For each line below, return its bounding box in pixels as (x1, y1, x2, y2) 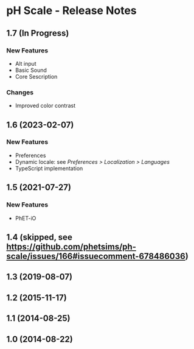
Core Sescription (15, 72, 58, 80)
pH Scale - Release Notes (6, 4, 137, 18)
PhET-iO (15, 214, 36, 222)
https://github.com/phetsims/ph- (6, 241, 137, 252)
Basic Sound (15, 66, 47, 74)
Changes (6, 88, 34, 96)
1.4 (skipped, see (6, 232, 73, 242)
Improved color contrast (15, 102, 76, 110)
